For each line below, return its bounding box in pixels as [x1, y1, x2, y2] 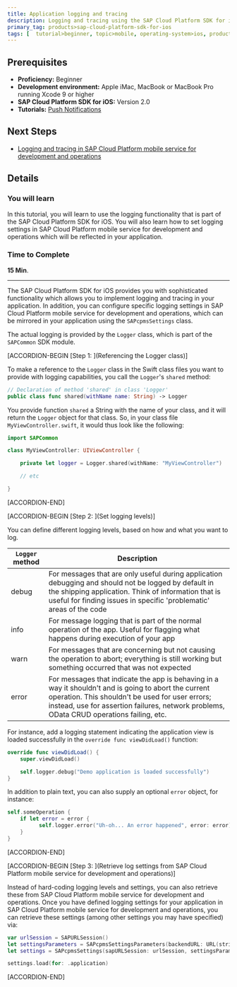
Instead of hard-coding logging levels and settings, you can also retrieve [7, 882, 218, 891]
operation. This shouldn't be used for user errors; [48, 691, 212, 701]
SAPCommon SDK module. [7, 337, 75, 346]
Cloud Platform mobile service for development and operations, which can [7, 308, 224, 317]
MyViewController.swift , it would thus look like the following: [7, 420, 185, 429]
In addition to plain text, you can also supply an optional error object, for [7, 787, 219, 796]
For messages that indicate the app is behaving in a [48, 674, 219, 683]
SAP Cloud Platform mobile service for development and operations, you [7, 905, 219, 913]
